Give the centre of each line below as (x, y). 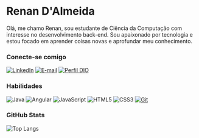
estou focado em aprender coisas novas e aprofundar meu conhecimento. (100, 41)
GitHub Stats (26, 115)
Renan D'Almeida (51, 11)
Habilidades (24, 86)
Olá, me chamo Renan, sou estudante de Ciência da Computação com (94, 28)
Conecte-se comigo (37, 57)
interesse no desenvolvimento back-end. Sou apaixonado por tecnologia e (100, 34)
